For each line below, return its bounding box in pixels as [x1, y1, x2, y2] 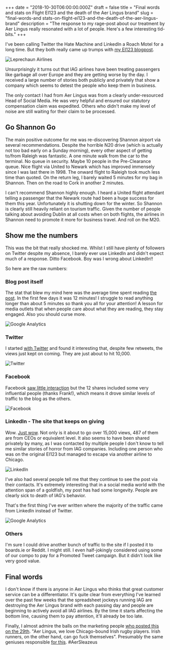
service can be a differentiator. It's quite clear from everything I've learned [5, 591, 161, 597]
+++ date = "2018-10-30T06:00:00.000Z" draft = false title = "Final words [5, 5, 160, 10]
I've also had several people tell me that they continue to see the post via [5, 476, 158, 482]
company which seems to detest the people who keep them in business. [5, 82, 156, 88]
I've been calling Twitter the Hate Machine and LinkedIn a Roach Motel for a [5, 41, 164, 47]
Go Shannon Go [5, 123, 56, 132]
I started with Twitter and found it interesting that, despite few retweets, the [5, 345, 163, 351]
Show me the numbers [5, 231, 78, 240]
